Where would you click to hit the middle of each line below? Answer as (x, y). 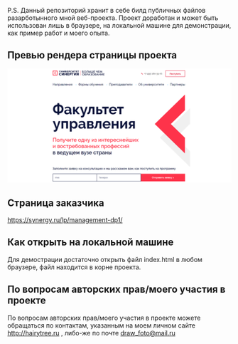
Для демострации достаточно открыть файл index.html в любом (105, 259)
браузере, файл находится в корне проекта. (74, 267)
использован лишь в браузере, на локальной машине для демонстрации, (119, 25)
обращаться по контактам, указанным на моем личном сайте (101, 325)
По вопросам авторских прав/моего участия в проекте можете (104, 318)
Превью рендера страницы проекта (92, 55)
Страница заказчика (56, 203)
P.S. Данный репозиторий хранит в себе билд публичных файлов (107, 10)
